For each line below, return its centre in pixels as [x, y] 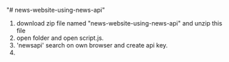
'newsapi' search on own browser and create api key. [92, 45]
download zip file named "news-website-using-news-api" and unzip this [119, 23]
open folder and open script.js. [60, 38]
